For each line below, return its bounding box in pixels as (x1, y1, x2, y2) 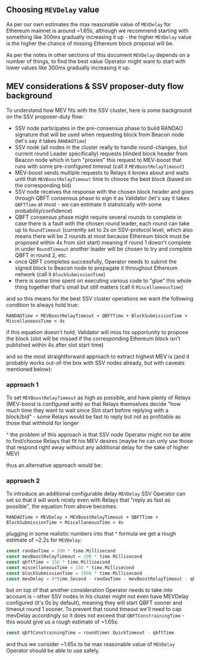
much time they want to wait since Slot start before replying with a (6, 407, 168, 414)
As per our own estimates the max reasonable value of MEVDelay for (6, 20, 171, 27)
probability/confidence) (14, 207, 73, 214)
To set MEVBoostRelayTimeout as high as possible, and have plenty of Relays (6, 394, 191, 401)
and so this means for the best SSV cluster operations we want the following (6, 295, 193, 302)
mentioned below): (6, 365, 52, 372)
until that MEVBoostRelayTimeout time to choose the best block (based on (14, 175, 192, 182)
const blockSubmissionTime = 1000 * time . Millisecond (6, 570, 143, 576)
